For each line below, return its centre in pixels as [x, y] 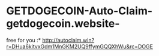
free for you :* [24, 40]
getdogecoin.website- [63, 24]
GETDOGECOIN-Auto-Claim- [79, 11]
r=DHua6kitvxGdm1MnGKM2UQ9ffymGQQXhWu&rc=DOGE [79, 46]
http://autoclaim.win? [68, 40]
